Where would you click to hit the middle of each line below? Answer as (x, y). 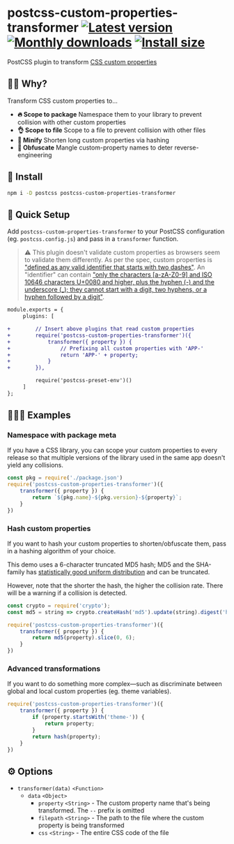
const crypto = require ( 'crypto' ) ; (59, 606)
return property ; (70, 724)
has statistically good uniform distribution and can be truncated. (118, 572)
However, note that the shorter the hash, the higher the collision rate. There (115, 585)
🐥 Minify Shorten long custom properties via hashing (93, 140)
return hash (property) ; (67, 736)
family (16, 572)
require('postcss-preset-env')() (84, 381)
